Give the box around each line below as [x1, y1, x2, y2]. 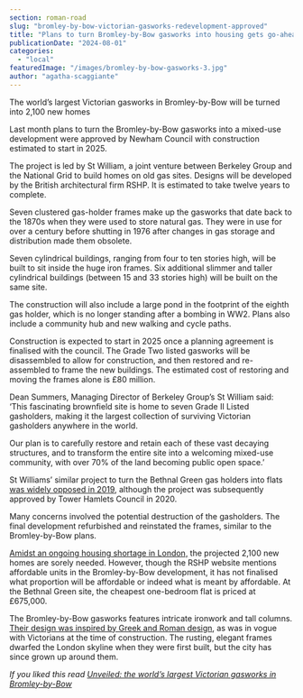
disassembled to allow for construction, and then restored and [9, 354, 241, 365]
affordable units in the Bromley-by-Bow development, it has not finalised [9, 566, 279, 577]
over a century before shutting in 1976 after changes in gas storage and [9, 225, 275, 236]
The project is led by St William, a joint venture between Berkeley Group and [9, 160, 293, 171]
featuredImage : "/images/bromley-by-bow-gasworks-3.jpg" [9, 64, 228, 73]
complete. [9, 188, 47, 199]
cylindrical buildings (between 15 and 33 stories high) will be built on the [9, 271, 278, 282]
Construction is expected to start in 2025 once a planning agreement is [9, 335, 274, 346]
